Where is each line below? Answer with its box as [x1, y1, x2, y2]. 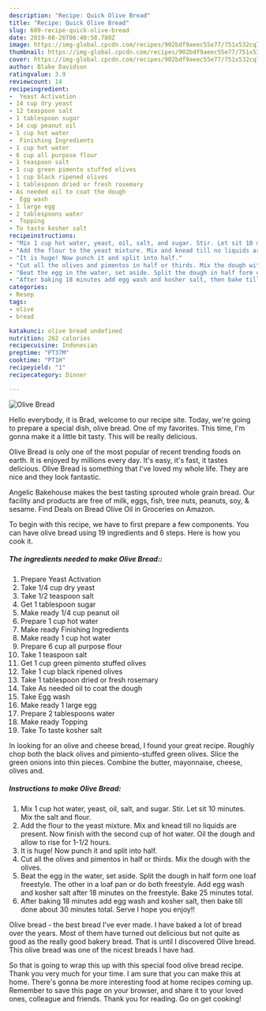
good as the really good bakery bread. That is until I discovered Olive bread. [9, 937, 256, 946]
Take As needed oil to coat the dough [20, 683, 143, 693]
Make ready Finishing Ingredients [20, 625, 129, 634]
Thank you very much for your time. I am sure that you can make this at [9, 968, 242, 978]
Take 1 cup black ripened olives [20, 667, 123, 676]
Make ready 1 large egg [20, 700, 97, 709]
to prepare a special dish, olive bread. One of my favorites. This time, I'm [9, 423, 245, 433]
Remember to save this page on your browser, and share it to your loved [9, 985, 244, 995]
